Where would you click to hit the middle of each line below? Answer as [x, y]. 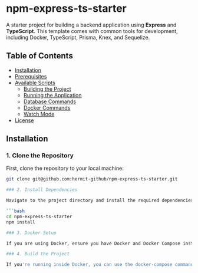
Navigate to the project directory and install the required [83, 200]
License [24, 120]
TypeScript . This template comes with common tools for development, [92, 31]
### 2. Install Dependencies [42, 190]
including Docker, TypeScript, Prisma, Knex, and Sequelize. [78, 37]
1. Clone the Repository [40, 156]
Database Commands [50, 101]
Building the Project [47, 89]
